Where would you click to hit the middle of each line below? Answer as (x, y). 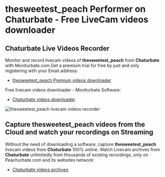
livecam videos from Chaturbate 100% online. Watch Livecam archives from (82, 149)
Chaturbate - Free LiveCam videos (77, 20)
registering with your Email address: (42, 71)
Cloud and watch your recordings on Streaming (79, 132)
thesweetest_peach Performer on (75, 9)
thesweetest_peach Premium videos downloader (62, 80)
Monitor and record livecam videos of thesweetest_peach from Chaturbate (82, 60)
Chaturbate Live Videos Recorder (57, 48)
